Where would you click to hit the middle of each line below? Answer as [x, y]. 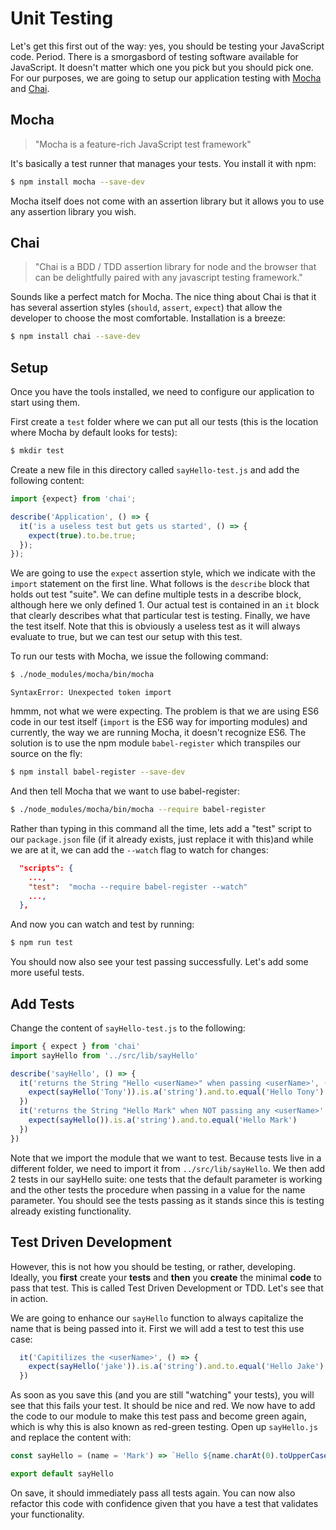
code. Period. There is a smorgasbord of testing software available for [154, 56]
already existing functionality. [71, 1211]
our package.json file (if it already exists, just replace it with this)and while [162, 839]
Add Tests [42, 1003]
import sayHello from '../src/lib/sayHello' [104, 1055]
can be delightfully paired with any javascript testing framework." [168, 278]
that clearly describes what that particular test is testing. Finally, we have [160, 616]
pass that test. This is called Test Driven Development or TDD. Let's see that [167, 1288]
